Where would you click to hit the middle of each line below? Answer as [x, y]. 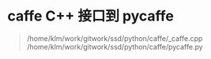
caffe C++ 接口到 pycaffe [91, 16]
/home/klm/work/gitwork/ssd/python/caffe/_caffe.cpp [115, 38]
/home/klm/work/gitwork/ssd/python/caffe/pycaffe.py [115, 46]
